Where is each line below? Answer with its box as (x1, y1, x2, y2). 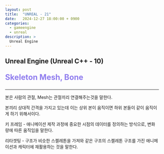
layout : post (5, 7, 32, 12)
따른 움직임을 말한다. (14, 128, 54, 133)
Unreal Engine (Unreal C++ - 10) (5, 57, 104, 66)
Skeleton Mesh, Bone (5, 72, 84, 82)
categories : (5, 21, 29, 26)
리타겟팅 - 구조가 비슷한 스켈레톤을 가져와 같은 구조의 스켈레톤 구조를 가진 (5, 138, 145, 144)
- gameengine (9, 25, 36, 30)
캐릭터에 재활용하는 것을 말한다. (18, 144, 78, 150)
